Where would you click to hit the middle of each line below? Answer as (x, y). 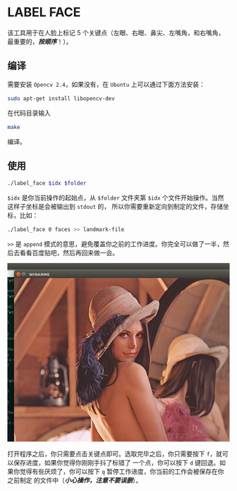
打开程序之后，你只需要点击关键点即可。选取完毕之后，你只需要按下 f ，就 (115, 454)
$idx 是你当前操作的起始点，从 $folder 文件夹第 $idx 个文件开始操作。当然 (116, 198)
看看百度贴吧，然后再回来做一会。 (69, 253)
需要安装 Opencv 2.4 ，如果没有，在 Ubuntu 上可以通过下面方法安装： (107, 84)
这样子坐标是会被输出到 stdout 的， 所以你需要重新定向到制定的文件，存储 (115, 207)
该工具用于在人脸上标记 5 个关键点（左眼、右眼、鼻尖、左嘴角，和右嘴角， (116, 32)
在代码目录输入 (29, 113)
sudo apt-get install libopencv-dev (61, 98)
